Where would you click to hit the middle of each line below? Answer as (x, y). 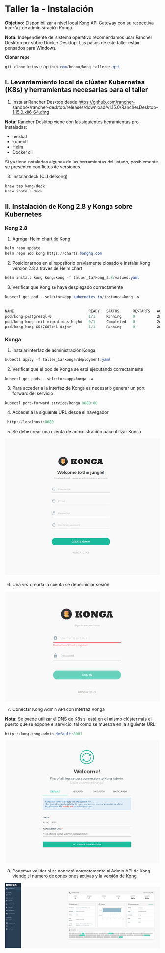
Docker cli (22, 152)
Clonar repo (17, 57)
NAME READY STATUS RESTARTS (78, 311)
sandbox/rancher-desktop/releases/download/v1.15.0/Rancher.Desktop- (85, 107)
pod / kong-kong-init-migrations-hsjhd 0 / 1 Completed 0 (70, 322)
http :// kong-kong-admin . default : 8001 (44, 734)
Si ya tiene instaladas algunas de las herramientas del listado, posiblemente (82, 162)
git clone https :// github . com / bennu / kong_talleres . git (62, 67)
